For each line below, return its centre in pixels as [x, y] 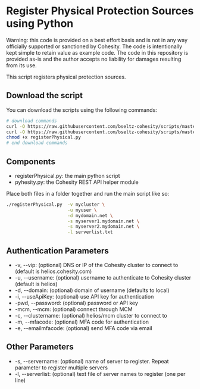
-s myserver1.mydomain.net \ [104, 221]
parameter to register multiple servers [61, 368]
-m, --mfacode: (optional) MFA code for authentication [82, 322]
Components [31, 161]
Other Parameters [40, 347]
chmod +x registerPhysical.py [44, 137]
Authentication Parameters [57, 251]
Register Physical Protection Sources [100, 11]
